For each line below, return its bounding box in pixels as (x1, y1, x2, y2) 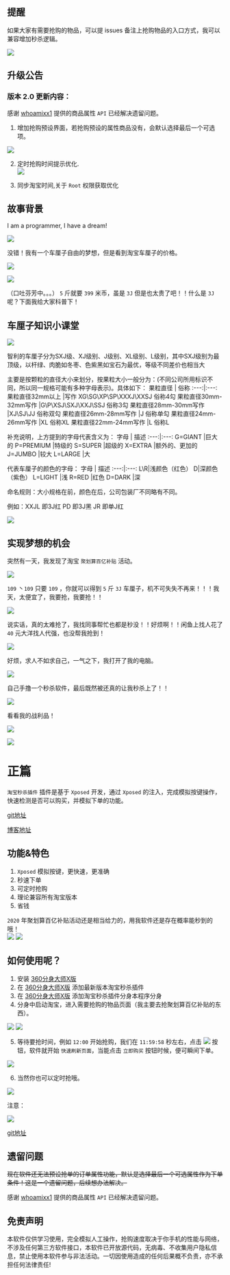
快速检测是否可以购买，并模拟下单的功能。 (7, 796, 127, 804)
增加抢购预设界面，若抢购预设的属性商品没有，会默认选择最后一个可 (16, 123, 209, 132)
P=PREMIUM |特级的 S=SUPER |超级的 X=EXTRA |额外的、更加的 (14, 442, 198, 450)
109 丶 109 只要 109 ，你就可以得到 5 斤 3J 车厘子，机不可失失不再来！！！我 (7, 584, 220, 592)
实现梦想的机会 (7, 537, 71, 549)
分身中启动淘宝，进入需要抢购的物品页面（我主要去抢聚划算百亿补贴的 (16, 1000, 216, 1008)
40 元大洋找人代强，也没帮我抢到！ (7, 629, 105, 637)
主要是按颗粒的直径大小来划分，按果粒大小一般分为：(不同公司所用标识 (7, 375, 207, 383)
